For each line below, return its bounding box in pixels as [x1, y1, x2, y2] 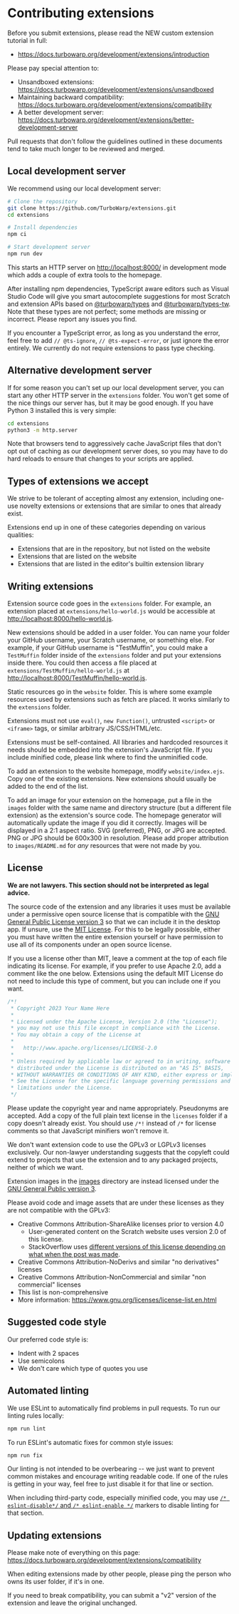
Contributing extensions [7, 5, 154, 21]
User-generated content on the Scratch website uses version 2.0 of [28, 1227, 226, 1235]
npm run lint [7, 1425, 46, 1432]
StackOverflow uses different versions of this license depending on [28, 1242, 226, 1251]
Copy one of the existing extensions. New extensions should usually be [7, 775, 217, 783]
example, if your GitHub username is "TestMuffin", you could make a [7, 643, 208, 652]
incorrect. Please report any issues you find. [7, 315, 137, 323]
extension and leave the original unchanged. [7, 1599, 137, 1608]
